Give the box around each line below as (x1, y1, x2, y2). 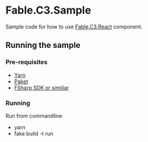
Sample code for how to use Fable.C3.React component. (5, 23, 143, 30)
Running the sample (5, 40, 81, 50)
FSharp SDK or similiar (14, 84, 69, 91)
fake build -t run (14, 130, 54, 137)
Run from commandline (5, 112, 63, 119)
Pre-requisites (5, 58, 48, 66)
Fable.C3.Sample (5, 4, 91, 17)
